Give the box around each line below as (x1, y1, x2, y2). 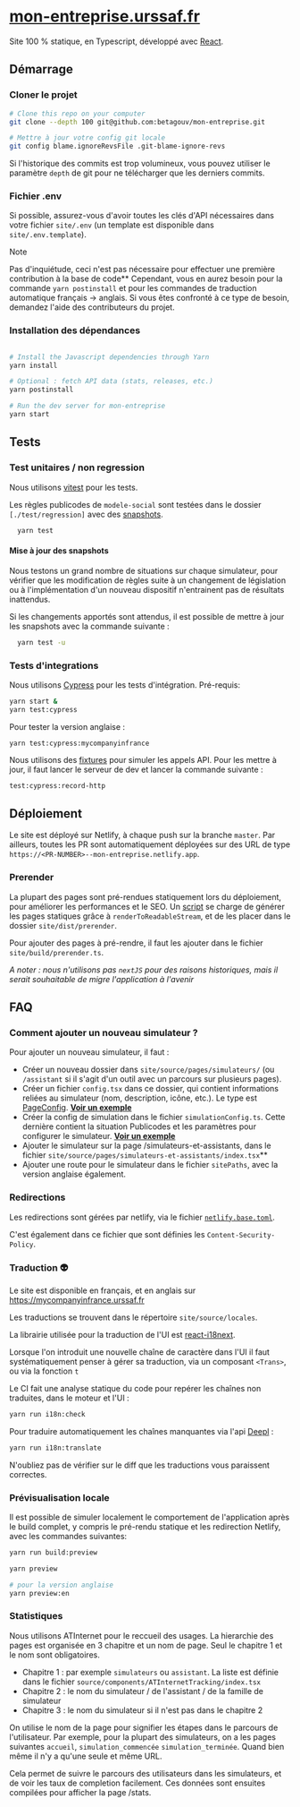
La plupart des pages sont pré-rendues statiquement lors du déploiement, (9, 891, 282, 902)
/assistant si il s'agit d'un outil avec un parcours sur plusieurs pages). (21, 1074, 282, 1084)
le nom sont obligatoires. (9, 1649, 100, 1660)
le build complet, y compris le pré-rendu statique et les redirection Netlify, (9, 1520, 281, 1532)
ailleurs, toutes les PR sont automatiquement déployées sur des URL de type (9, 839, 291, 850)
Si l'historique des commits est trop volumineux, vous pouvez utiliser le (9, 158, 271, 169)
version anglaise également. (21, 1169, 127, 1179)
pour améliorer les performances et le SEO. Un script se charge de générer (9, 901, 286, 912)
